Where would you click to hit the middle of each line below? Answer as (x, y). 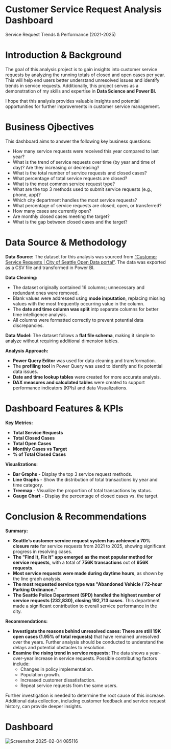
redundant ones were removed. (46, 293)
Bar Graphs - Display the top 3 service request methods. (72, 474)
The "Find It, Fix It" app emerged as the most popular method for (83, 557)
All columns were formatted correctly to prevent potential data (78, 320)
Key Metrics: (19, 423)
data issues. (25, 371)
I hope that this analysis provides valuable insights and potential (72, 101)
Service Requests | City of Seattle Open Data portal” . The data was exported (86, 262)
